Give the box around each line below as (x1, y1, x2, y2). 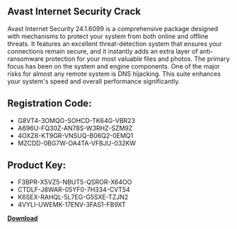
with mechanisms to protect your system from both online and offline (7, 32, 209, 40)
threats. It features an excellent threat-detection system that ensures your (7, 39, 223, 48)
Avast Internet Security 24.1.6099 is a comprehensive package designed (7, 24, 219, 33)
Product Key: (7, 159, 66, 172)
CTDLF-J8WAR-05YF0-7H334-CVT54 (17, 185, 131, 194)
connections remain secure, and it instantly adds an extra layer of (7, 47, 198, 55)
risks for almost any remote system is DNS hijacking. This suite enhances (7, 69, 221, 78)
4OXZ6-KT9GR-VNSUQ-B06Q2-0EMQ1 (17, 131, 134, 140)
